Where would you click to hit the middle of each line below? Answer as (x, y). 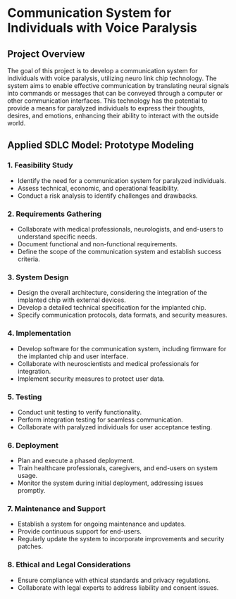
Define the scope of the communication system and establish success (119, 251)
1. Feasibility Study (40, 165)
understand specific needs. (57, 237)
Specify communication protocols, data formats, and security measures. (122, 315)
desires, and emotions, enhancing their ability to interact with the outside (113, 115)
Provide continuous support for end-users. (80, 531)
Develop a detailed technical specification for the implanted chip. (112, 308)
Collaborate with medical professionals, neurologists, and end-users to (120, 229)
